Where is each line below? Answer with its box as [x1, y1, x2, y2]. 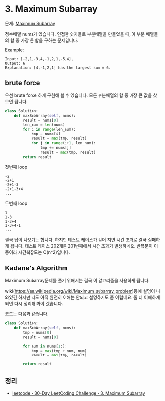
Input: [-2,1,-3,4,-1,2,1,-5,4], [5, 56, 74, 61]
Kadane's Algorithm [5, 264, 68, 272]
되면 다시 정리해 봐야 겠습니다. [5, 301, 63, 307]
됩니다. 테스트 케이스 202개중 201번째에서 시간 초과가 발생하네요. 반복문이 [10, 243, 153, 249]
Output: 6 [5, 61, 26, 66]
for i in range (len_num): [23, 127, 76, 132]
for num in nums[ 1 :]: [23, 344, 67, 349]
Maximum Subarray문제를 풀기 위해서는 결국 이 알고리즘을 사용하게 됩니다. [5, 278, 150, 284]
